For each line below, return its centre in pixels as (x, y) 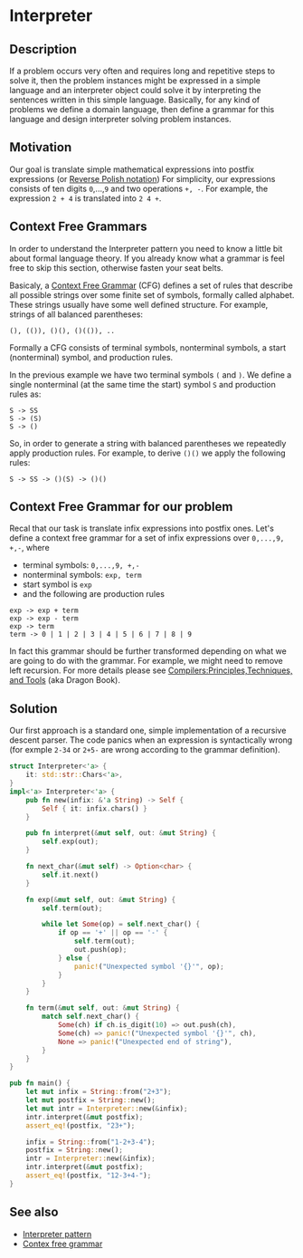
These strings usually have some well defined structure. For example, (139, 304)
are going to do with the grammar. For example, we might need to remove (146, 661)
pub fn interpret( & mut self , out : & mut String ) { (121, 833)
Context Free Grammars (78, 227)
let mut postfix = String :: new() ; (90, 1100)
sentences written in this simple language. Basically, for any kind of (135, 100)
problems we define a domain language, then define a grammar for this (142, 109)
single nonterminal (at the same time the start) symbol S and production (142, 384)
